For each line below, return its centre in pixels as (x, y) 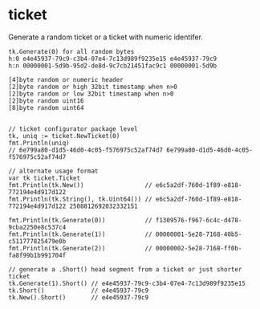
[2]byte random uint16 (46, 101)
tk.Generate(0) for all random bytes (71, 51)
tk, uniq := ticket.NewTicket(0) (64, 136)
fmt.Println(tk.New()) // (80, 185)
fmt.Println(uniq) (39, 143)
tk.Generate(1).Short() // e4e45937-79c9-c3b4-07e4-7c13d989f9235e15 (127, 283)
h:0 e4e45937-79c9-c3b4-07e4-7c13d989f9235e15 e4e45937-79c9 (113, 59)
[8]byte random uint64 (46, 108)
